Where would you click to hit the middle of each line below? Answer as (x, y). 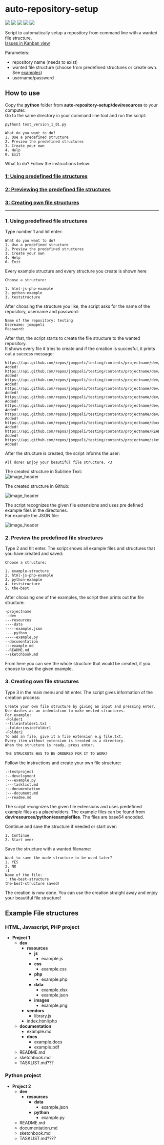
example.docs (48, 1042)
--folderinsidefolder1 (28, 728)
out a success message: (30, 354)
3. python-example (24, 580)
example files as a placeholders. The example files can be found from (75, 812)
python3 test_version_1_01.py (36, 124)
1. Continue (17, 835)
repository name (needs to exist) (45, 62)
